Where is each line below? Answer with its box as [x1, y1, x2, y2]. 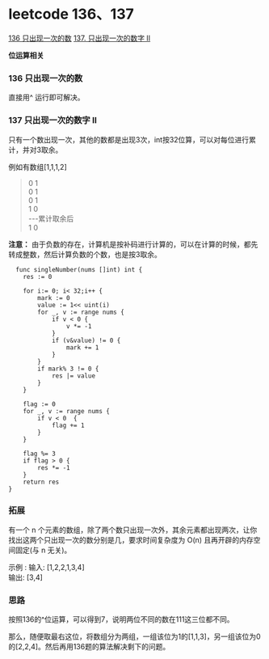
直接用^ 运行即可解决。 [8, 92, 85, 103]
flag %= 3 [23, 450, 57, 458]
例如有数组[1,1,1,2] [8, 162, 67, 171]
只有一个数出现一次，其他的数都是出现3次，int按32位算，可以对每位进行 [8, 134, 250, 144]
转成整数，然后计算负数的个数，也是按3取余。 [8, 249, 162, 259]
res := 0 [23, 272, 53, 281]
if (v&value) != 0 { [51, 336, 121, 344]
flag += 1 [51, 421, 85, 429]
